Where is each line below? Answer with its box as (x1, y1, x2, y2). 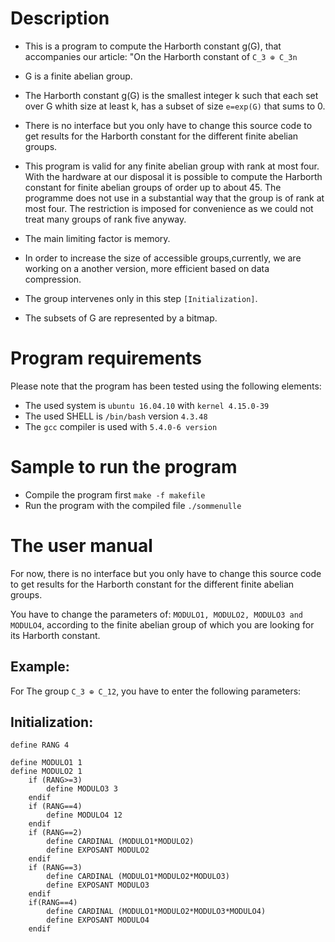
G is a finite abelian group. (24, 70, 133, 82)
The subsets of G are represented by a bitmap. (24, 312, 218, 324)
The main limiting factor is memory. (24, 232, 171, 244)
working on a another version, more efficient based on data (24, 262, 270, 274)
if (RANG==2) (28, 828, 83, 838)
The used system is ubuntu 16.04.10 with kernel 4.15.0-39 (24, 399, 270, 411)
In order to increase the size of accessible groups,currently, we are (24, 252, 302, 264)
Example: (10, 658, 70, 676)
